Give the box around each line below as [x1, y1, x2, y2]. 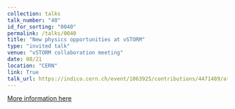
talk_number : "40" [7, 17, 61, 24]
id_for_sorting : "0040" [7, 23, 77, 30]
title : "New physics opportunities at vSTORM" [7, 36, 145, 43]
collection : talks [7, 10, 61, 17]
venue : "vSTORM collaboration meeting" [7, 50, 124, 57]
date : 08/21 [7, 56, 42, 63]
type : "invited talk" [7, 43, 71, 50]
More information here [7, 94, 72, 103]
